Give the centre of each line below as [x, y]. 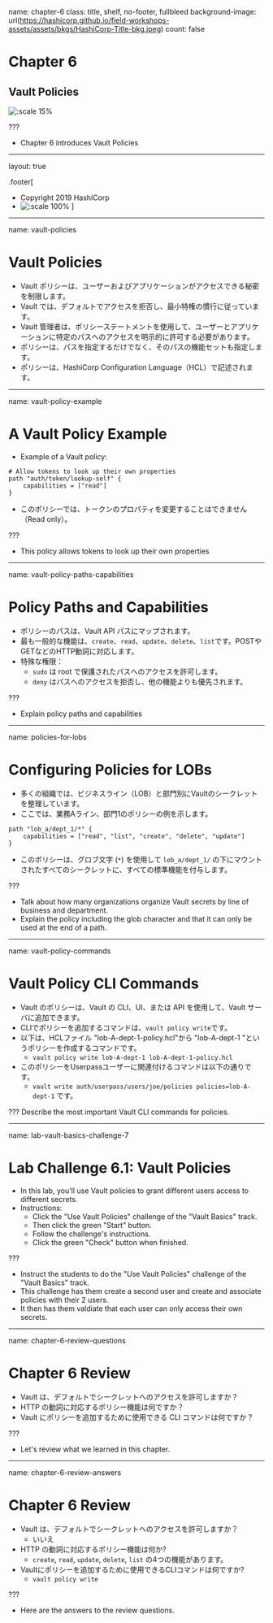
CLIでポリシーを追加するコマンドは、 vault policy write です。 [126, 1027]
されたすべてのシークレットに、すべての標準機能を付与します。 [126, 870]
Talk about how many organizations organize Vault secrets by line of [134, 901]
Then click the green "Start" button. [92, 1225]
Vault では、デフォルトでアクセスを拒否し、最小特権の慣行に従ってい [136, 306]
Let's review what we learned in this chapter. [95, 1449]
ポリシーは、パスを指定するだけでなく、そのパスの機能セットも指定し [138, 347]
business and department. [64, 910]
